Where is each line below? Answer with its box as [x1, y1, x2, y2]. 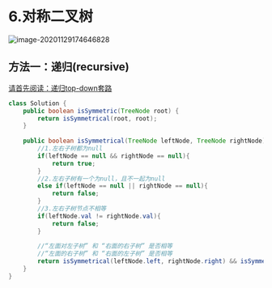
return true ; [51, 159, 96, 167]
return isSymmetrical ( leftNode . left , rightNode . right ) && [37, 257, 237, 265]
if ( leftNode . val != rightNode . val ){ [37, 212, 161, 220]
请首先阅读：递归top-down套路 [8, 83, 113, 93]
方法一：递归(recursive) [8, 60, 130, 74]
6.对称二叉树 [8, 7, 93, 26]
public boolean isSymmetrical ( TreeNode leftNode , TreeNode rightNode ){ [23, 137, 270, 146]
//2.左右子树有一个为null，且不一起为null [37, 175, 166, 183]
